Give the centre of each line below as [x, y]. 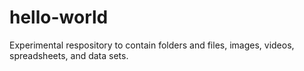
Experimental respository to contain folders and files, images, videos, [152, 45]
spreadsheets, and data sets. [69, 55]
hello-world [59, 17]
